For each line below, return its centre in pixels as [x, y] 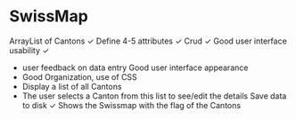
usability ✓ [29, 50]
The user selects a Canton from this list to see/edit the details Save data [154, 96]
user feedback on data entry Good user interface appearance [135, 67]
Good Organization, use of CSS [80, 76]
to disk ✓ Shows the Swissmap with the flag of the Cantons [132, 105]
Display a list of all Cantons [72, 86]
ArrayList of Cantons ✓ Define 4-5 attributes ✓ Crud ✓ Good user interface [148, 41]
